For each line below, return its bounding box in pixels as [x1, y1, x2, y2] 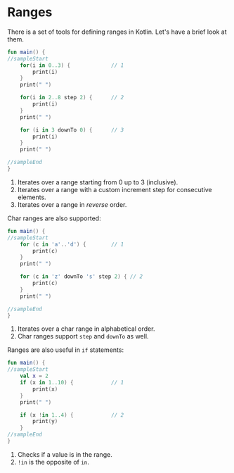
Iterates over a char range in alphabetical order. [17, 324, 155, 333]
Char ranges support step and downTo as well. [17, 332, 149, 341]
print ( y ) [32, 418, 58, 425]
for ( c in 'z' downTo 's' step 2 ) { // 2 [20, 273, 143, 280]
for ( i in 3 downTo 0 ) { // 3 [20, 126, 124, 134]
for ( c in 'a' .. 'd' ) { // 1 [20, 241, 124, 248]
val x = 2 [20, 372, 49, 380]
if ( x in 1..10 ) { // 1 [20, 379, 124, 386]
